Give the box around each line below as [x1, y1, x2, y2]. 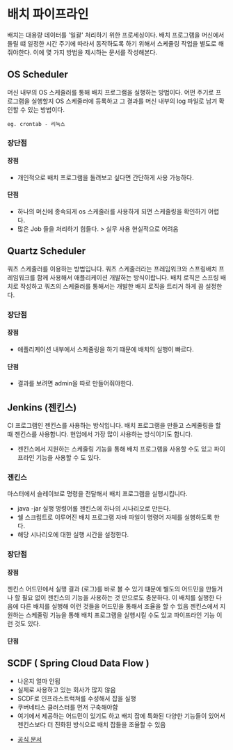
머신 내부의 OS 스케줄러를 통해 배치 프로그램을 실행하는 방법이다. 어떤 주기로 [7, 88, 214, 96]
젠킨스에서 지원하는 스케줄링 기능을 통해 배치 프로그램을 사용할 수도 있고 [17, 445, 213, 453]
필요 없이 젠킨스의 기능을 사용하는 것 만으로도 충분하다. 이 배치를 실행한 [22, 593, 215, 602]
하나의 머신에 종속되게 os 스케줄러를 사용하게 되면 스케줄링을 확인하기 [17, 207, 207, 216]
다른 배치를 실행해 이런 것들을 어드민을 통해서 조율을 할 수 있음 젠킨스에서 [19, 603, 219, 611]
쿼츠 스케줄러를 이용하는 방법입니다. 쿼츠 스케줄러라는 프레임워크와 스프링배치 [7, 264, 218, 273]
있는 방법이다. [27, 105, 65, 113]
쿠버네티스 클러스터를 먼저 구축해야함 [17, 703, 118, 711]
